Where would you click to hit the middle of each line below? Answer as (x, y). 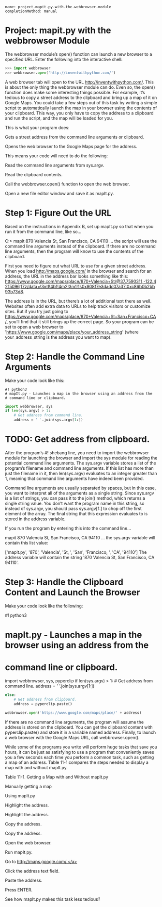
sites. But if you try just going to (37, 311)
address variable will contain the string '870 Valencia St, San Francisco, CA (80, 557)
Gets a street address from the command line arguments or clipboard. (74, 137)
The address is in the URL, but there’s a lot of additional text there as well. (78, 301)
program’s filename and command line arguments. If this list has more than (79, 468)
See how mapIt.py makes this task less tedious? (53, 899)
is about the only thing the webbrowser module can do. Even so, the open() (80, 87)
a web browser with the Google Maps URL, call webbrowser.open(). (72, 737)
